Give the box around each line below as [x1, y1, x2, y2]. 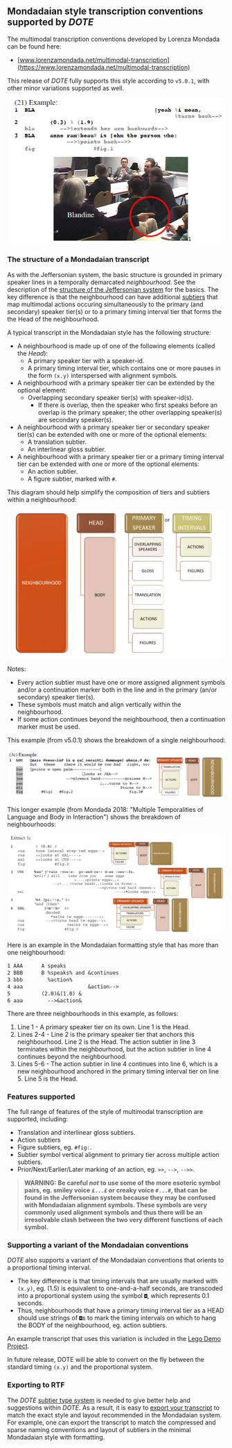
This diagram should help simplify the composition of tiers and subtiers [7, 488, 210, 496]
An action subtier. [27, 467, 78, 475]
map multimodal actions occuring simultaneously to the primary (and [7, 300, 204, 308]
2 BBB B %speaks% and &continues [7, 969, 119, 976]
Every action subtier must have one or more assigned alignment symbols [17, 679, 226, 687]
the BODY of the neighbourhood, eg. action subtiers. [17, 1321, 168, 1329]
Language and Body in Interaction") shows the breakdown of [7, 813, 181, 821]
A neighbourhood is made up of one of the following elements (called [17, 342, 215, 350]
